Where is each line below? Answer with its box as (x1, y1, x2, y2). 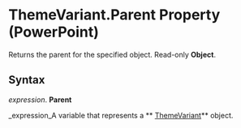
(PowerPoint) (8, 23, 100, 41)
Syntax (8, 73, 45, 87)
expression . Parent (8, 95, 72, 105)
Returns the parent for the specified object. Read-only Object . (8, 49, 217, 59)
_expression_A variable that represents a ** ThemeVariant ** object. (8, 110, 234, 120)
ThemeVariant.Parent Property (8, 6, 221, 24)
